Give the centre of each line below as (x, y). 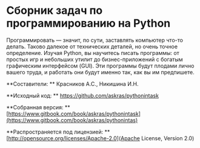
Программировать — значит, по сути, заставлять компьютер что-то (95, 40)
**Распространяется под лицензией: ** (58, 132)
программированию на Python (88, 23)
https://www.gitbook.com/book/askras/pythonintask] (75, 114)
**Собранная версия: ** (38, 107)
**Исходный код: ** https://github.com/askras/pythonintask (83, 95)
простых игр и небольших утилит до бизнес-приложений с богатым (95, 59)
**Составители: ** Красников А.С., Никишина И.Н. (72, 84)
